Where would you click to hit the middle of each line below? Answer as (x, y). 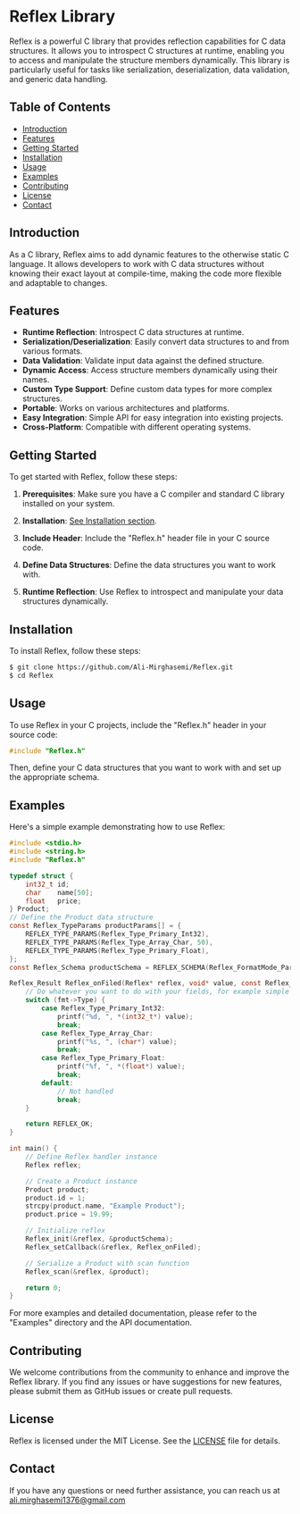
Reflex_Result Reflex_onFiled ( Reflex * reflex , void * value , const (135, 983)
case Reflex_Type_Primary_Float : (104, 1058)
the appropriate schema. (54, 777)
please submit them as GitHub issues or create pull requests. (121, 1392)
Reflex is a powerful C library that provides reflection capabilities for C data (147, 41)
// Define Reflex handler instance (92, 1157)
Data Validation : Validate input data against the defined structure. (143, 361)
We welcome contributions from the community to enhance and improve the (150, 1372)
